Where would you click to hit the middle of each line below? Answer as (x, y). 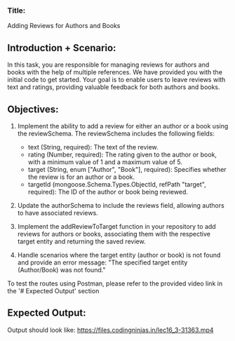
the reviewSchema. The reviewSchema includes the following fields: (116, 133)
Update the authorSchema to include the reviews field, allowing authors (121, 205)
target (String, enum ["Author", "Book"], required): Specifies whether (127, 169)
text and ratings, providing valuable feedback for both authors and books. (114, 87)
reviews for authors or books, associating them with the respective (114, 234)
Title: (16, 11)
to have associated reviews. (58, 213)
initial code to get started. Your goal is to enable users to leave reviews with (116, 80)
